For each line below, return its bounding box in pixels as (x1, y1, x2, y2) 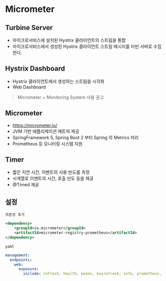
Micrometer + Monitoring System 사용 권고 (17, 94, 104, 100)
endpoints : (9, 257, 32, 263)
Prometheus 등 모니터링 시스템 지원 (12, 141, 83, 147)
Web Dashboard (12, 84, 46, 90)
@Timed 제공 (12, 182, 39, 188)
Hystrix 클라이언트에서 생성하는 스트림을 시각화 (12, 78, 105, 84)
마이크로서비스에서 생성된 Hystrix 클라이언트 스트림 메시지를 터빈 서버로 (12, 43, 153, 49)
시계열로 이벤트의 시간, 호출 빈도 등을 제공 (12, 176, 94, 182)
